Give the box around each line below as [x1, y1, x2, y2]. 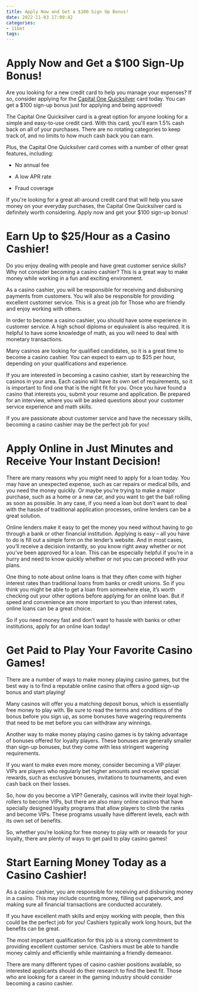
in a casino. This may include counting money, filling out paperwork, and [6, 894, 184, 901]
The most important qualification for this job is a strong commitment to [6, 936, 179, 944]
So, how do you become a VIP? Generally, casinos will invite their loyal [6, 792, 179, 799]
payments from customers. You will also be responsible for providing [6, 292, 175, 300]
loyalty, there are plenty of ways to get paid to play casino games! [6, 835, 168, 842]
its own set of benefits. [6, 817, 62, 824]
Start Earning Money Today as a [6, 856, 167, 870]
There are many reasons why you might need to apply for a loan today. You [6, 474, 190, 481]
